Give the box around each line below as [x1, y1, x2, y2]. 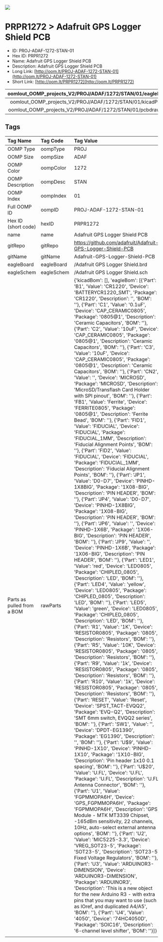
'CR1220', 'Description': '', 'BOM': [74, 295, 152, 302]
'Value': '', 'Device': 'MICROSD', [74, 374, 146, 381]
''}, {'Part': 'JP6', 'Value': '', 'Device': [74, 520, 156, 527]
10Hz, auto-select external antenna [74, 824, 156, 831]
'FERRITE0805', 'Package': [74, 404, 136, 411]
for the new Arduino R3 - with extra [74, 890, 155, 897]
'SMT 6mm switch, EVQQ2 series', [74, 714, 153, 721]
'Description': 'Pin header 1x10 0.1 [74, 757, 154, 764]
